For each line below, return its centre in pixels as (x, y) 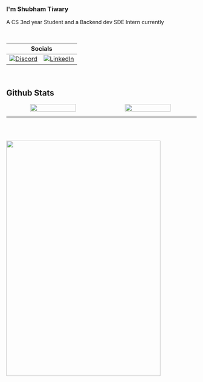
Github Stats (30, 93)
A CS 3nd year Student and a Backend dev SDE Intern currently (85, 22)
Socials (42, 49)
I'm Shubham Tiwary (37, 9)
